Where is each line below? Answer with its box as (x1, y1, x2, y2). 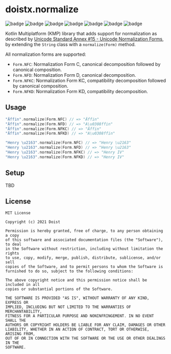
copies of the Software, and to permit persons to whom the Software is (5, 264, 163, 270)
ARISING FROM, (5, 331, 36, 337)
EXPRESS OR (5, 300, 29, 305)
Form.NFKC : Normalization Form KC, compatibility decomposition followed (12, 77, 166, 83)
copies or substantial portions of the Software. (5, 286, 113, 292)
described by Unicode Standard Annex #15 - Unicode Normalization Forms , (5, 36, 164, 42)
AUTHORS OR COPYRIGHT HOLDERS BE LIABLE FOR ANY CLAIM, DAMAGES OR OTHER (5, 322, 166, 328)
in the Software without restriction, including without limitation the (5, 247, 163, 252)
